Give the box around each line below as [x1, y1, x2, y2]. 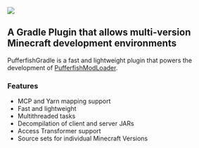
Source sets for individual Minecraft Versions [17, 134, 148, 143]
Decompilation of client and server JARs [17, 119, 135, 128]
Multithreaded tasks [17, 112, 76, 121]
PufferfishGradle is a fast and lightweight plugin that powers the [7, 56, 192, 65]
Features [7, 81, 39, 90]
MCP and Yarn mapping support [17, 97, 111, 105]
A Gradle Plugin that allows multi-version [7, 27, 191, 39]
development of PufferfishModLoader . [7, 63, 118, 72]
